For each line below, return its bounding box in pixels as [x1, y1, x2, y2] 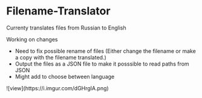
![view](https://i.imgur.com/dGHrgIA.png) [6, 84, 109, 91]
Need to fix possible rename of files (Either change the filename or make [15, 47, 197, 55]
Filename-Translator [6, 4, 111, 18]
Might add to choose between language [15, 73, 115, 80]
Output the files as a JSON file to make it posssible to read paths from [15, 60, 189, 67]
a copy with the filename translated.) [15, 54, 107, 61]
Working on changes [6, 35, 58, 43]
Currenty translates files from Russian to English [6, 24, 126, 31]
